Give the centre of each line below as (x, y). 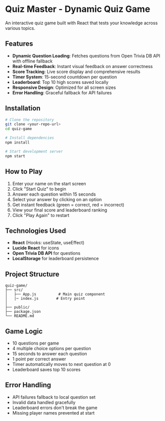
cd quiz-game (19, 129)
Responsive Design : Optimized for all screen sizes (64, 87)
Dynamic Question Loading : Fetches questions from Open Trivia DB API (86, 56)
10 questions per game (36, 343)
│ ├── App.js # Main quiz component (55, 294)
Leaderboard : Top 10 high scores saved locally (60, 82)
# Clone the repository (30, 120)
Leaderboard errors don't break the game (55, 408)
